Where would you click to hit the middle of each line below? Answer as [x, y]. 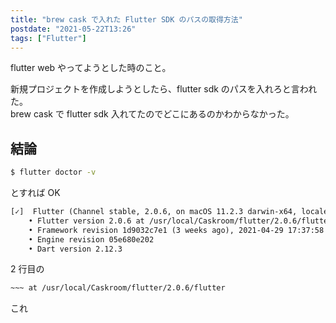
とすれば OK [35, 193]
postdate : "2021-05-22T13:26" [73, 29]
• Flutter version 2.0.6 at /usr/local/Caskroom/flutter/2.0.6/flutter [180, 221]
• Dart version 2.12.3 [75, 249]
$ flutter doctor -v [53, 172]
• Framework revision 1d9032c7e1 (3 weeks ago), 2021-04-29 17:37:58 [176, 230]
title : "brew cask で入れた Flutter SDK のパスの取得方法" [126, 19]
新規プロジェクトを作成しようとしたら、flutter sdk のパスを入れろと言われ [164, 89]
